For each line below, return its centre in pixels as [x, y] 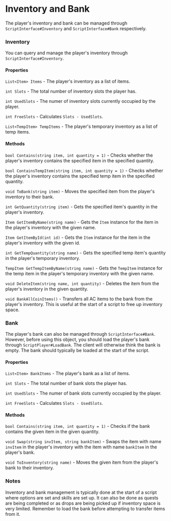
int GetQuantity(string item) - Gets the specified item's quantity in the [81, 207]
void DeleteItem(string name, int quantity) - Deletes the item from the [82, 283]
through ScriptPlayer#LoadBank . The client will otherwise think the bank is [83, 345]
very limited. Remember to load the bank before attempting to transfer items [85, 508]
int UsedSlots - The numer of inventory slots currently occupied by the [80, 101]
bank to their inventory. [30, 468]
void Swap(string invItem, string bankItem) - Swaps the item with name [83, 442]
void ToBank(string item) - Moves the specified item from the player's [80, 191]
